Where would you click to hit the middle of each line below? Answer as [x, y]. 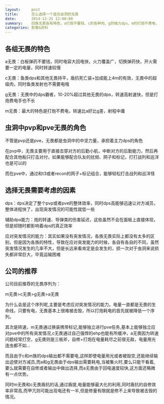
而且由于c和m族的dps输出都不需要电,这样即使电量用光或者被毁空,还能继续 [79, 356]
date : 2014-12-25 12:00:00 [39, 19]
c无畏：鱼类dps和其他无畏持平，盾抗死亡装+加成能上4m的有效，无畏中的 [79, 78]
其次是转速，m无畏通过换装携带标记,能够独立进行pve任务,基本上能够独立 [78, 327]
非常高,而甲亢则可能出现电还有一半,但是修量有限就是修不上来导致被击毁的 [83, 391]
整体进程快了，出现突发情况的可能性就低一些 [50, 209]
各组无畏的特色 [28, 49]
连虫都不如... [18, 345]
